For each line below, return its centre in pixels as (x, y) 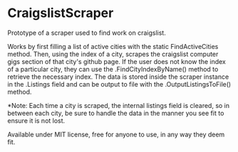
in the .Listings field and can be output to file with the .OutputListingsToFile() (119, 84)
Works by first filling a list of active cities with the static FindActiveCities (113, 46)
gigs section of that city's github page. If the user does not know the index (117, 61)
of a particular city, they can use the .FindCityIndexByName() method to (113, 69)
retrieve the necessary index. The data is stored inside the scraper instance (118, 77)
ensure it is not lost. (36, 120)
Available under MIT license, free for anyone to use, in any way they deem (116, 134)
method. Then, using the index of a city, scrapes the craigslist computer (113, 54)
